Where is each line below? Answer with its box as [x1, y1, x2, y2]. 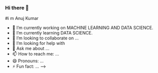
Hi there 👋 [5, 4, 29, 11]
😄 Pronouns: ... [12, 58, 44, 64]
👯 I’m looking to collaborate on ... [12, 35, 79, 41]
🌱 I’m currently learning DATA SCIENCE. [12, 30, 93, 36]
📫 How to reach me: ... [12, 51, 59, 57]
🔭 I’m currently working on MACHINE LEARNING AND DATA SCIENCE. [12, 25, 154, 31]
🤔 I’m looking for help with [12, 40, 65, 46]
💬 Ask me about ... [12, 46, 50, 52]
